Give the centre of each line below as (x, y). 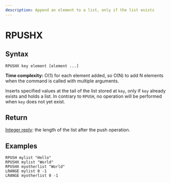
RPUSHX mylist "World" (29, 162)
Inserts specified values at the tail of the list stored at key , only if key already (85, 90)
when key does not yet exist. (35, 101)
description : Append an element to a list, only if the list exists (80, 10)
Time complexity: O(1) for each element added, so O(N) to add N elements (84, 75)
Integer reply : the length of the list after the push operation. (68, 130)
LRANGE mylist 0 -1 (26, 171)
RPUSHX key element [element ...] (42, 66)
